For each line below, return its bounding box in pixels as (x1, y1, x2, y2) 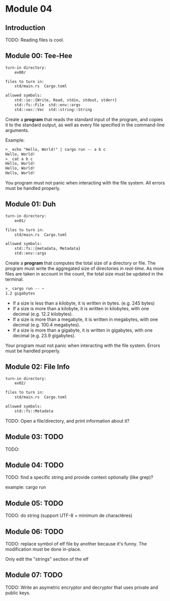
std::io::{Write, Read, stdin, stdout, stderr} (14, 98, 117, 103)
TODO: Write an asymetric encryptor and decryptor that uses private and (5, 584, 159, 590)
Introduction (5, 23, 46, 32)
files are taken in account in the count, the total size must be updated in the (5, 271, 163, 277)
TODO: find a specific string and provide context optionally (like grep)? (5, 474, 154, 480)
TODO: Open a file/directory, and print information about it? (5, 418, 130, 424)
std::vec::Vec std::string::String (14, 107, 93, 112)
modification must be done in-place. (5, 546, 81, 553)
